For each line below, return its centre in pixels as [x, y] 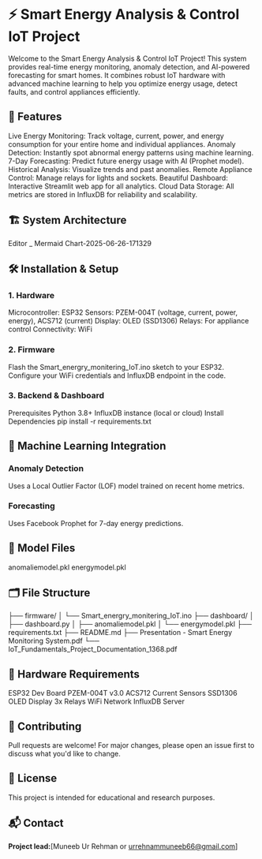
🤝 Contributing [45, 726]
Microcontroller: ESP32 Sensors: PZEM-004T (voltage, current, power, [123, 312]
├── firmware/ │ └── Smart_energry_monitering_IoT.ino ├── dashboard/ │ [131, 616]
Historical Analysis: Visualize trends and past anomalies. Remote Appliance [130, 169]
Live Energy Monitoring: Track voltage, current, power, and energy [116, 136]
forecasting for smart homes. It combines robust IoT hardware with [117, 75]
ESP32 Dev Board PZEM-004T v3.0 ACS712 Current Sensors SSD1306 [123, 693]
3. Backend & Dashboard [56, 396]
